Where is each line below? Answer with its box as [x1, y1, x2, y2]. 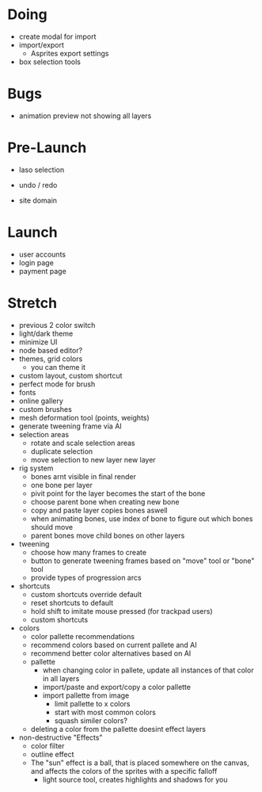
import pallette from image [42, 691, 130, 700]
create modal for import [18, 32, 97, 41]
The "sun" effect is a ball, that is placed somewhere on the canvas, [30, 758, 250, 767]
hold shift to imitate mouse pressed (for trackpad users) [30, 606, 213, 615]
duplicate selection [30, 446, 93, 456]
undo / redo [18, 180, 58, 189]
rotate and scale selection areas [30, 438, 135, 447]
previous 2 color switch [18, 320, 96, 329]
